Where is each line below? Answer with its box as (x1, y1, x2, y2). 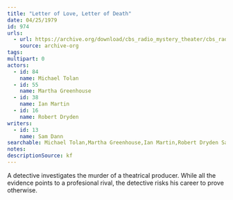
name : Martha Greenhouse (19, 87, 92, 94)
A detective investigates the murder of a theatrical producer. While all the (7, 171, 216, 179)
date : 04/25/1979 (7, 17, 58, 24)
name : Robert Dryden (19, 113, 79, 120)
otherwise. (7, 185, 38, 194)
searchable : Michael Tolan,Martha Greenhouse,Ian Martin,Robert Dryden (7, 140, 218, 147)
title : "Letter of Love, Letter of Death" (7, 10, 132, 17)
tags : (7, 49, 23, 56)
